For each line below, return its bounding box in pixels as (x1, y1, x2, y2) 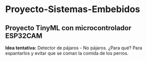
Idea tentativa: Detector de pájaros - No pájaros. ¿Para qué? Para (5, 45, 142, 51)
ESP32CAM (5, 31, 43, 40)
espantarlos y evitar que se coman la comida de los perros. (5, 50, 129, 56)
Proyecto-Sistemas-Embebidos (5, 4, 140, 15)
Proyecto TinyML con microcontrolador (5, 24, 132, 32)
